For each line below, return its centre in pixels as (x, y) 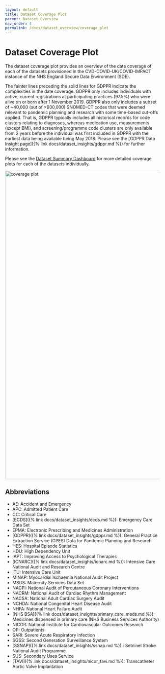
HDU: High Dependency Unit (41, 551)
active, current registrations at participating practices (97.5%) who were (78, 97)
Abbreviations (27, 492)
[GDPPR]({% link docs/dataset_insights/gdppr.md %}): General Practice (85, 535)
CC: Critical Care (29, 514)
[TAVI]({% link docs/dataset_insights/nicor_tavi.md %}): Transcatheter (83, 661)
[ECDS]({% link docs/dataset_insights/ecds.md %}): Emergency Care (82, 520)
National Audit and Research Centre (48, 567)
